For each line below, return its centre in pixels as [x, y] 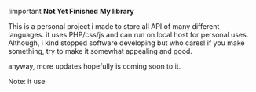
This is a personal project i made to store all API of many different [114, 26]
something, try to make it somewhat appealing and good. [100, 51]
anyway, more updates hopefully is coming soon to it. [95, 66]
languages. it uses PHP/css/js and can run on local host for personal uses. [128, 35]
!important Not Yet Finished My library [71, 11]
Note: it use [27, 81]
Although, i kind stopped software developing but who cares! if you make [126, 43]
